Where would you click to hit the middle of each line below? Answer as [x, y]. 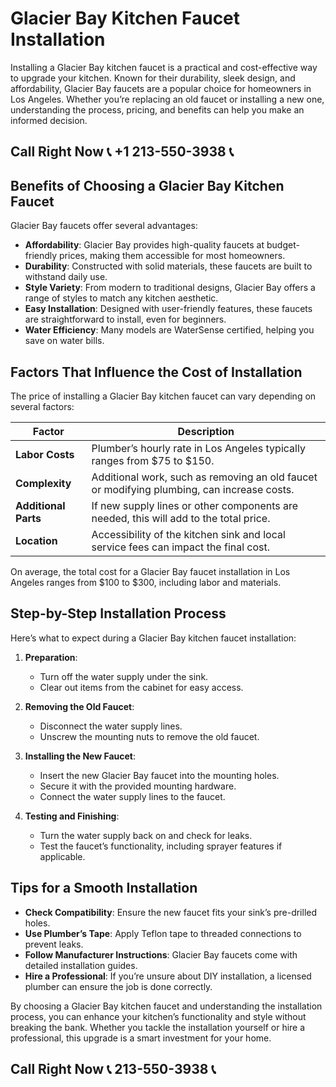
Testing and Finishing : [72, 816]
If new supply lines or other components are [195, 505]
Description [206, 431]
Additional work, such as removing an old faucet [204, 477]
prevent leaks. [54, 944]
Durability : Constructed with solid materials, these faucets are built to [168, 266]
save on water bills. [64, 341]
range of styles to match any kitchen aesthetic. [121, 298]
